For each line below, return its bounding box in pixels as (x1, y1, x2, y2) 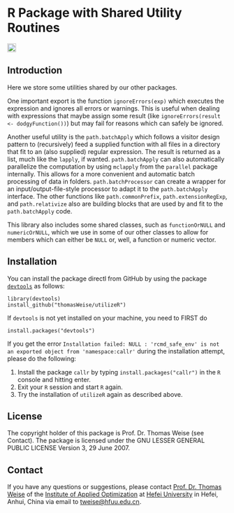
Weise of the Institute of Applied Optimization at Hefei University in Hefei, (7, 490, 219, 498)
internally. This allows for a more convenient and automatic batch (7, 169, 196, 178)
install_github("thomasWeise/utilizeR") (7, 301, 127, 309)
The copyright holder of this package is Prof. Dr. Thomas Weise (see (7, 429, 205, 437)
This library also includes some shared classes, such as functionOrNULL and (7, 220, 226, 229)
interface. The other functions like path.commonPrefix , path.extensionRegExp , (7, 192, 228, 200)
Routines (7, 20, 61, 36)
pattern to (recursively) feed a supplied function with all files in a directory (7, 140, 221, 148)
